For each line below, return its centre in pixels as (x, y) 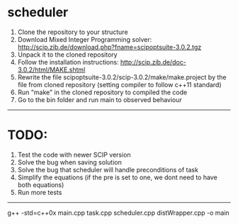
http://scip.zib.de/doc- (153, 62)
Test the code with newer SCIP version (74, 155)
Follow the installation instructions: (68, 62)
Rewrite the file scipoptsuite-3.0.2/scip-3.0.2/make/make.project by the (122, 77)
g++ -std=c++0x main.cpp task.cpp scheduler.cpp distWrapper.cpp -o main (119, 213)
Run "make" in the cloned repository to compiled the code (102, 92)
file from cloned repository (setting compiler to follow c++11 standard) (119, 84)
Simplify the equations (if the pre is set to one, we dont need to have (117, 177)
